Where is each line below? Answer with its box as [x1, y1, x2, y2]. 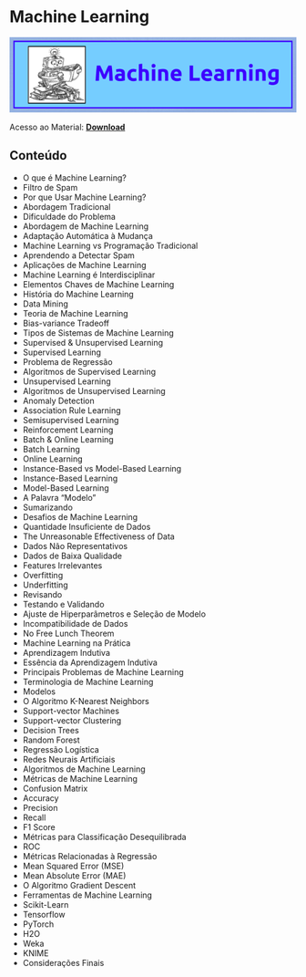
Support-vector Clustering [22, 714, 122, 726]
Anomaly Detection [22, 395, 96, 406]
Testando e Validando [22, 598, 105, 609]
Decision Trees [22, 724, 79, 735]
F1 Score [22, 821, 56, 832]
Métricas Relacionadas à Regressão [22, 850, 158, 861]
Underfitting [22, 579, 68, 590]
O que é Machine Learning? [22, 171, 127, 183]
